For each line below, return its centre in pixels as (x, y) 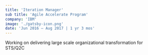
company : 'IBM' (21, 19)
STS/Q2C (15, 48)
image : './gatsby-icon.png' (34, 24)
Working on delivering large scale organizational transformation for (74, 42)
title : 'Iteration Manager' (34, 10)
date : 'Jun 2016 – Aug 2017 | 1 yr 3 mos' (50, 28)
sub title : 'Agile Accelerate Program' (47, 14)
